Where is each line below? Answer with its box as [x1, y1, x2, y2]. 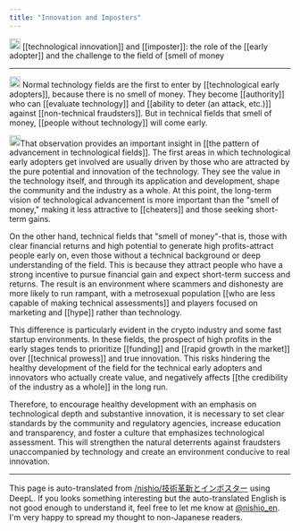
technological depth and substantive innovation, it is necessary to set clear [9, 408, 285, 419]
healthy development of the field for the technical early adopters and [9, 363, 262, 373]
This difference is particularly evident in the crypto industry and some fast [9, 324, 282, 336]
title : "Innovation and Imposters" [9, 13, 142, 22]
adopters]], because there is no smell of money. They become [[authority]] [9, 89, 285, 99]
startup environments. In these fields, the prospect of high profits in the [9, 334, 272, 345]
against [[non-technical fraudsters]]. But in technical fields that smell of [9, 107, 272, 118]
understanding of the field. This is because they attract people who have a [9, 260, 283, 270]
